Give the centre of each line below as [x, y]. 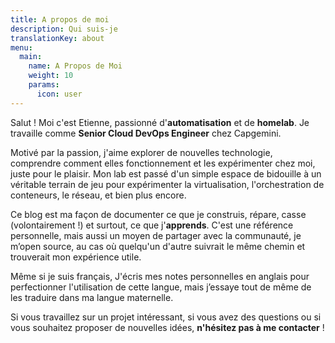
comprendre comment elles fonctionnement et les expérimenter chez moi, [163, 163]
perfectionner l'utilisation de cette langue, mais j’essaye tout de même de [161, 287]
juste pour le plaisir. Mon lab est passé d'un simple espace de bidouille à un [166, 173]
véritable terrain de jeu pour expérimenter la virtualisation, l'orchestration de [167, 184]
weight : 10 [51, 76]
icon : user [59, 94]
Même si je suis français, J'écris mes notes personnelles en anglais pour [160, 276]
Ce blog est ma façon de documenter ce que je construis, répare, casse [158, 214]
